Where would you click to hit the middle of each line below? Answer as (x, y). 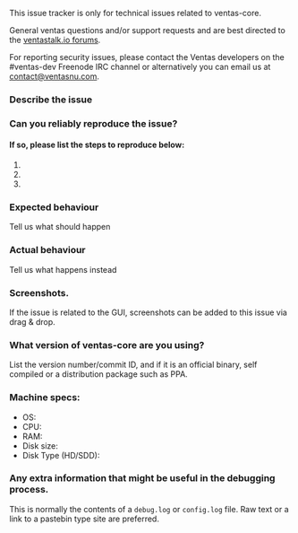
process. (29, 490)
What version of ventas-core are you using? (107, 345)
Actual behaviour (48, 250)
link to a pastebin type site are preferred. (84, 519)
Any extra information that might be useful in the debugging (142, 478)
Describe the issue (51, 100)
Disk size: (40, 446)
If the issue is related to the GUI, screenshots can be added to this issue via (149, 312)
